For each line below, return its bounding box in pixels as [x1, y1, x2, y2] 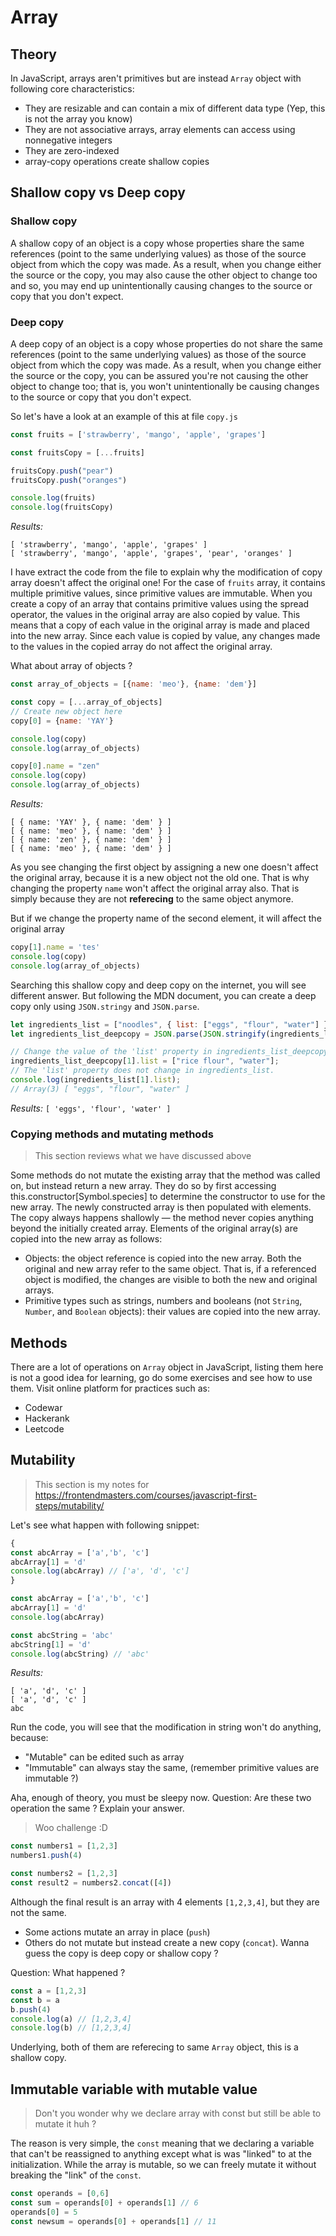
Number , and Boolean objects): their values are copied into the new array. [24, 1306, 321, 1318]
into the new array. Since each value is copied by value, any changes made [10, 630, 321, 642]
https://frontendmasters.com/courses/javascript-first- [34, 1489, 258, 1501]
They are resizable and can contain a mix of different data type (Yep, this [24, 102, 326, 114]
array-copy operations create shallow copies [24, 156, 210, 167]
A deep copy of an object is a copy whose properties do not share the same [10, 337, 323, 350]
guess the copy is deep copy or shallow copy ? [24, 1947, 219, 1959]
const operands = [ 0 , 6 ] [10, 2189, 110, 2199]
